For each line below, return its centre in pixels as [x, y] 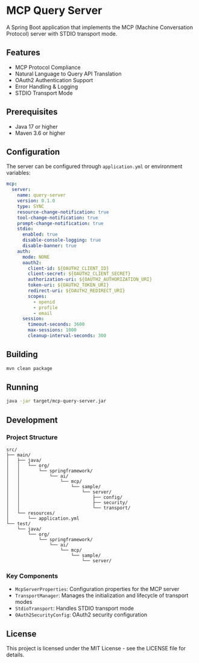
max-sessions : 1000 [52, 330]
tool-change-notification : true [58, 218]
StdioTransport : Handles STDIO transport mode [74, 609]
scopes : [37, 296]
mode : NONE [36, 257]
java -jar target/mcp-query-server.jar [56, 401]
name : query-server [42, 195]
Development [32, 420]
